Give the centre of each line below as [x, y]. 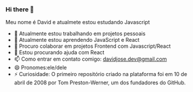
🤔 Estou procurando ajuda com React [59, 52]
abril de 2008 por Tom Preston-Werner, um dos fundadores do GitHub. [100, 83]
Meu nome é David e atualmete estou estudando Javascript [78, 22]
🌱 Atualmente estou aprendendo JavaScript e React [76, 40]
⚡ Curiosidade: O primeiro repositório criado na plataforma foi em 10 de [101, 74]
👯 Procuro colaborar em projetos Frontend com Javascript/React [92, 46]
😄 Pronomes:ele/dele [40, 68]
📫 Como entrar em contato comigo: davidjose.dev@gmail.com [90, 59]
